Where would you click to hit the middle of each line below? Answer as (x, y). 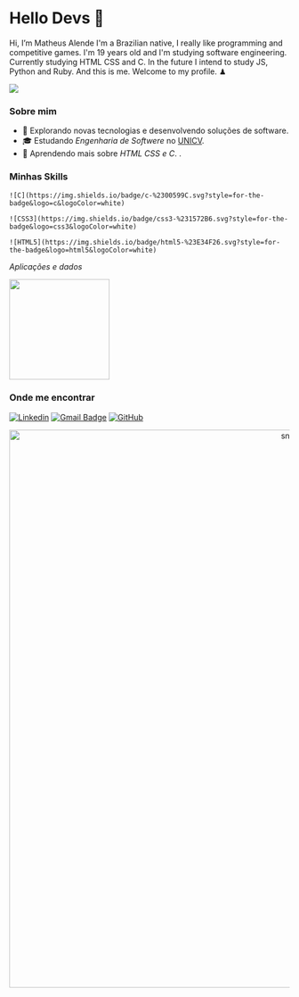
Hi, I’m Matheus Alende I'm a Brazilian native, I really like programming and (146, 43)
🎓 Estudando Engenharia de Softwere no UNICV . (113, 141)
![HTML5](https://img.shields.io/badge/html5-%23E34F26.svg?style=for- (145, 242)
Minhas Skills (39, 177)
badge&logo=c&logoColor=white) (67, 203)
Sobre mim (33, 111)
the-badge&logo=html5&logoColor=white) (83, 250)
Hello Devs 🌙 (57, 18)
